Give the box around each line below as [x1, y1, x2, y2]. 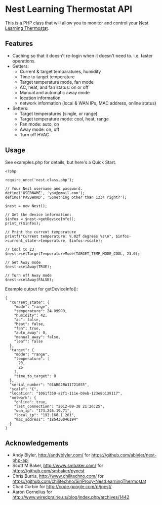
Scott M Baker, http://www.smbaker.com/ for [12, 462, 104, 469]
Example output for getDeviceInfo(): [5, 286, 78, 292]
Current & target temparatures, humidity [19, 68, 101, 74]
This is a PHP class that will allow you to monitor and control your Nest [5, 20, 149, 26]
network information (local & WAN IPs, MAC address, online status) [19, 100, 157, 106]
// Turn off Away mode [5, 273, 52, 278]
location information [19, 95, 61, 101]
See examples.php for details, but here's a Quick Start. [5, 159, 117, 165]
